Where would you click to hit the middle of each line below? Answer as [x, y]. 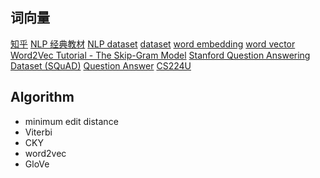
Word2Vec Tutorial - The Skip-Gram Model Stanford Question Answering [160, 55]
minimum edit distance [71, 121]
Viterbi [38, 132]
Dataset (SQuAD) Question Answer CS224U [101, 65]
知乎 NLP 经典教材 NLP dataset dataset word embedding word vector [153, 44]
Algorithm [42, 97]
